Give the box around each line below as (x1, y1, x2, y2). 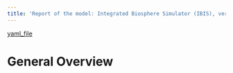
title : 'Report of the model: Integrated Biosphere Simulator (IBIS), (7, 10, 216, 17)
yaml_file (7, 29, 33, 38)
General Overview (7, 54, 114, 70)
